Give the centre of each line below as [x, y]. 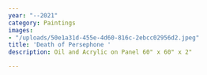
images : [21, 30]
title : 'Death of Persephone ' [60, 45]
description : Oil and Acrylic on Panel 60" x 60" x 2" [100, 52]
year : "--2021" [33, 15]
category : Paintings [42, 23]
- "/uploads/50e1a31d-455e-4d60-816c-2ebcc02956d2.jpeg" [104, 37]
